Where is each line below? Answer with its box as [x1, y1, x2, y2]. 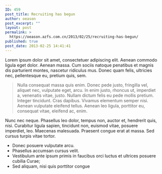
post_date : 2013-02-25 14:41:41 [5, 43, 71, 48]
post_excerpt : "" [5, 21, 40, 26]
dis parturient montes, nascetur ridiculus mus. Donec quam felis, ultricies [5, 67, 152, 73]
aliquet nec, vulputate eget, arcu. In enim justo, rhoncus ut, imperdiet [17, 87, 156, 93]
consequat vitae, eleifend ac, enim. [17, 108, 88, 114]
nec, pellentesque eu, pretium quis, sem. [5, 72, 87, 78]
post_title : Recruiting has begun [5, 12, 76, 17]
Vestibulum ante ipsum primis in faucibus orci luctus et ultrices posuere [12, 152, 156, 159]
